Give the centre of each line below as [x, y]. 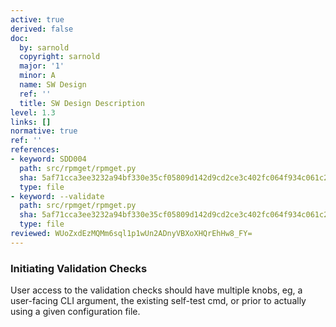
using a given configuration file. [75, 312]
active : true [37, 19]
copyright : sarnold [60, 57]
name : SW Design [53, 85]
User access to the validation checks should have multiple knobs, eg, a [156, 290]
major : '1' [42, 66]
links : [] [31, 122]
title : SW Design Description [82, 103]
